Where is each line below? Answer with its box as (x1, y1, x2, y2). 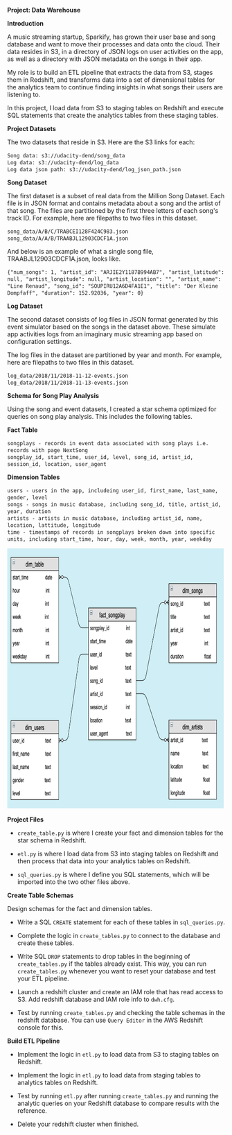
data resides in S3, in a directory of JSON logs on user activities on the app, (7, 48, 224, 55)
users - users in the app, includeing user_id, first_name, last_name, (7, 487, 218, 494)
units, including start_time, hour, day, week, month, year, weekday (7, 536, 213, 543)
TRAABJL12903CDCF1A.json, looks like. (7, 254, 121, 263)
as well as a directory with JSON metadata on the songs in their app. (7, 55, 203, 63)
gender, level (7, 494, 48, 501)
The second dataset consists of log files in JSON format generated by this (7, 315, 219, 323)
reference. (17, 1107, 47, 1115)
